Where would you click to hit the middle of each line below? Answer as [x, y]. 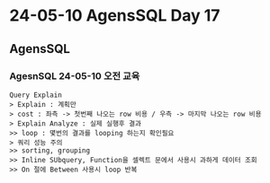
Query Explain [36, 95]
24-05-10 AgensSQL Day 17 [115, 16]
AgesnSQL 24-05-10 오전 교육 [75, 75]
